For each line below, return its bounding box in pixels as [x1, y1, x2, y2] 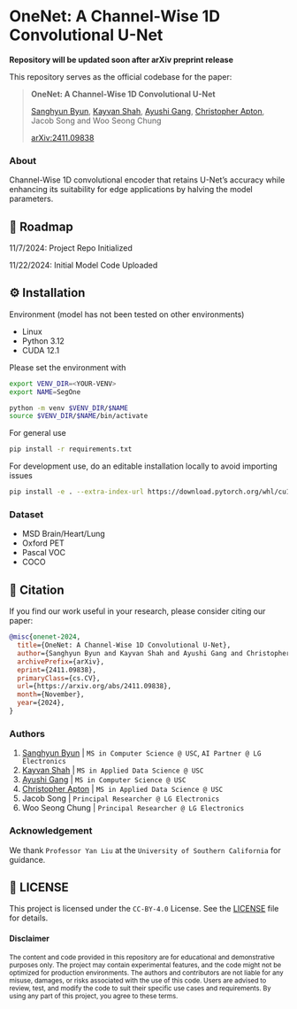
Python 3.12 [21, 335, 65, 346]
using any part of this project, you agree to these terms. [9, 991, 179, 1000]
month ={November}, [17, 690, 86, 699]
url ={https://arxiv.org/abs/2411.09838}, [17, 682, 172, 691]
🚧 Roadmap [9, 219, 73, 234]
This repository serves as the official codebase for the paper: [9, 71, 232, 81]
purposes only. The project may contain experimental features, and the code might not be [9, 960, 282, 969]
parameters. [9, 193, 54, 205]
